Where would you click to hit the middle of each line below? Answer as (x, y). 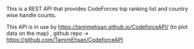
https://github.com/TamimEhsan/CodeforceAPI (65, 40)
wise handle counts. (31, 15)
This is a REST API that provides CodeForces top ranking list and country (97, 9)
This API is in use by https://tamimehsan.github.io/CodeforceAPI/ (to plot (97, 27)
